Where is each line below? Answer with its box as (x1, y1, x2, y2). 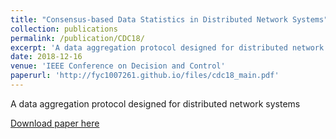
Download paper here (10, 117, 100, 129)
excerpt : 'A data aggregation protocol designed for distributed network (10, 42, 325, 53)
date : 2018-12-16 (10, 52, 83, 62)
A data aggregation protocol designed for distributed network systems (10, 97, 301, 110)
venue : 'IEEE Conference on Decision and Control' (10, 61, 226, 71)
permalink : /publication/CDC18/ (10, 33, 145, 43)
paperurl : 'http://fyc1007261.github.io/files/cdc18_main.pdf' (10, 71, 280, 81)
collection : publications (10, 24, 118, 34)
